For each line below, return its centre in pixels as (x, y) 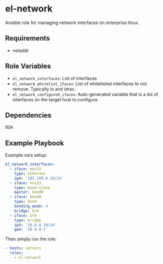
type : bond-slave (32, 188)
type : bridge (28, 220)
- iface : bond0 (25, 197)
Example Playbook (34, 143)
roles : (16, 253)
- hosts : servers (23, 248)
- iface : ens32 (25, 169)
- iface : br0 (23, 215)
